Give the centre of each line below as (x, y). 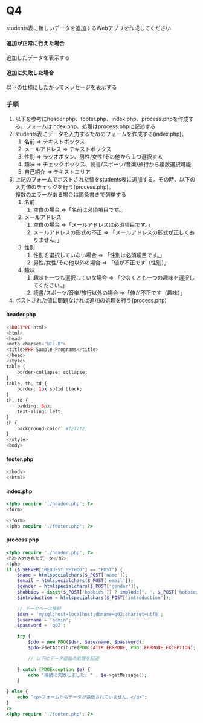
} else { (17, 692)
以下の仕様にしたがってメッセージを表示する (62, 87)
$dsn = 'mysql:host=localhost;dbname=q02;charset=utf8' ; (90, 614)
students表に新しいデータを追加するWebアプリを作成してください (89, 28)
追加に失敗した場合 (30, 73)
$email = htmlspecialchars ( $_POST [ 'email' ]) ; (76, 581)
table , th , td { (27, 384)
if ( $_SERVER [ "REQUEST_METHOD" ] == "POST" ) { (64, 569)
